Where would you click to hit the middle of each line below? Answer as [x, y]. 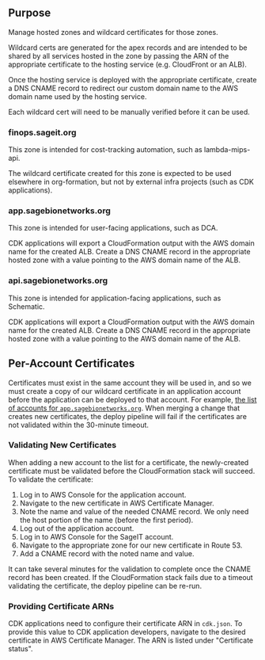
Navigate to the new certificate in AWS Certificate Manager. [117, 503]
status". [21, 649]
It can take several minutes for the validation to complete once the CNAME [130, 569]
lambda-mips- [227, 150]
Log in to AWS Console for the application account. [103, 494]
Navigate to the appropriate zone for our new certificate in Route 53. [131, 545]
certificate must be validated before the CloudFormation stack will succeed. [132, 471]
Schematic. [26, 306]
